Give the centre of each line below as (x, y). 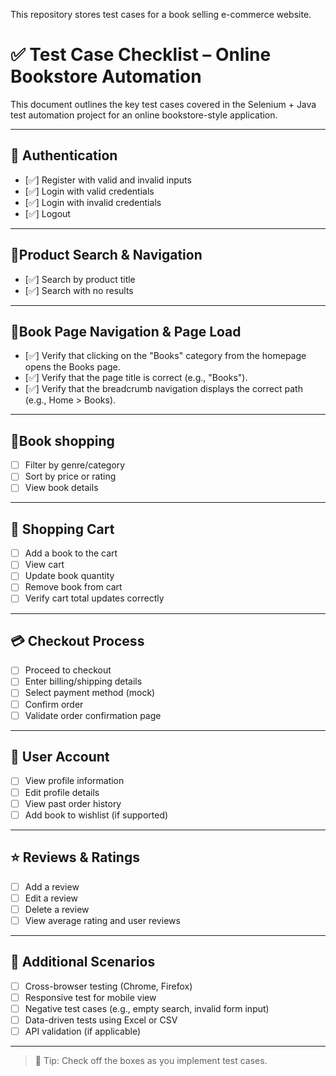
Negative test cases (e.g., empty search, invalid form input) (147, 1008)
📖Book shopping (62, 440)
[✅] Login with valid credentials (89, 191)
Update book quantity (69, 576)
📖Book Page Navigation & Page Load (126, 331)
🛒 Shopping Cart (62, 529)
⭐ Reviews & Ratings (75, 857)
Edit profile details (62, 792)
